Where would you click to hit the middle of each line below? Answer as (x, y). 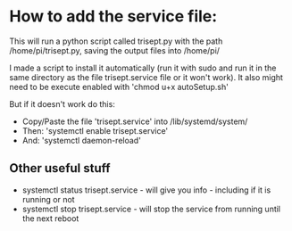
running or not (48, 199)
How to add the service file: (113, 16)
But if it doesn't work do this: (63, 103)
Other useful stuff (60, 168)
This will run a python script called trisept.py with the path (116, 41)
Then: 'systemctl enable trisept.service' (95, 130)
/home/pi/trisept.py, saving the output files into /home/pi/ (115, 50)
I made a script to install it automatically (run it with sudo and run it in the (143, 68)
